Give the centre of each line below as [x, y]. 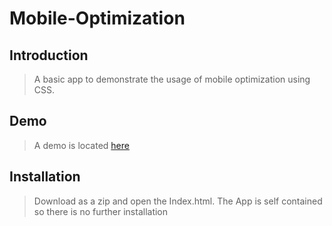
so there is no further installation [101, 211]
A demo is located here [81, 145]
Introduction [49, 55]
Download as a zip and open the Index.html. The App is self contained [178, 201]
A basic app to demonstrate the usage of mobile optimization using [172, 79]
